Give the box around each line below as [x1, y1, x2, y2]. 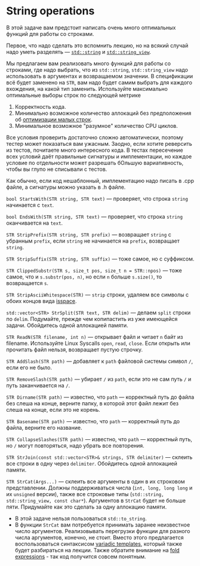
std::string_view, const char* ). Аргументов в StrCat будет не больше [6, 497, 186, 504]
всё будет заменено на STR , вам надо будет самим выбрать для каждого [6, 79, 193, 86]
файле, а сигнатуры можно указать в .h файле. [6, 183, 126, 191]
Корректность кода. [14, 103, 66, 110]
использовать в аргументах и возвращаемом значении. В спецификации [6, 72, 193, 79]
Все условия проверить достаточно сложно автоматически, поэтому [6, 133, 184, 141]
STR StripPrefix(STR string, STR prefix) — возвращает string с [6, 231, 171, 238]
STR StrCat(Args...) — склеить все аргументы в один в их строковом [6, 478, 185, 485]
